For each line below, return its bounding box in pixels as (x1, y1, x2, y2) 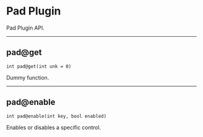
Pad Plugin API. (6, 24, 45, 31)
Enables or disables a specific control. (6, 124, 101, 131)
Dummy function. (6, 74, 50, 81)
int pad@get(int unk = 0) (6, 63, 71, 69)
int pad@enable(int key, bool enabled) (6, 113, 107, 119)
